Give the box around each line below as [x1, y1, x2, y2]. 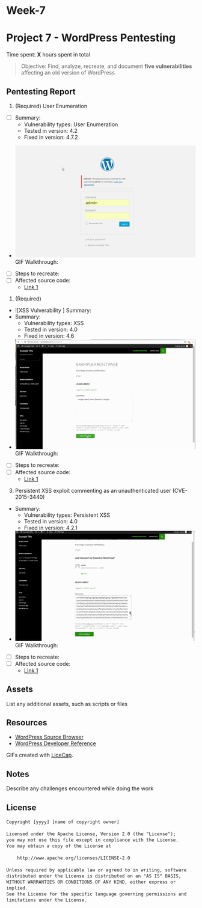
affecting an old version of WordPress [20, 69, 115, 76]
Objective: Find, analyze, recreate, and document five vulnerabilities [20, 62, 192, 70]
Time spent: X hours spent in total [6, 51, 90, 58]
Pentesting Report [6, 87, 76, 97]
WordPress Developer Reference [14, 740, 96, 747]
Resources [6, 718, 47, 728]
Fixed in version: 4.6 [23, 332, 75, 340]
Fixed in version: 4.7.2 [23, 133, 78, 141]
